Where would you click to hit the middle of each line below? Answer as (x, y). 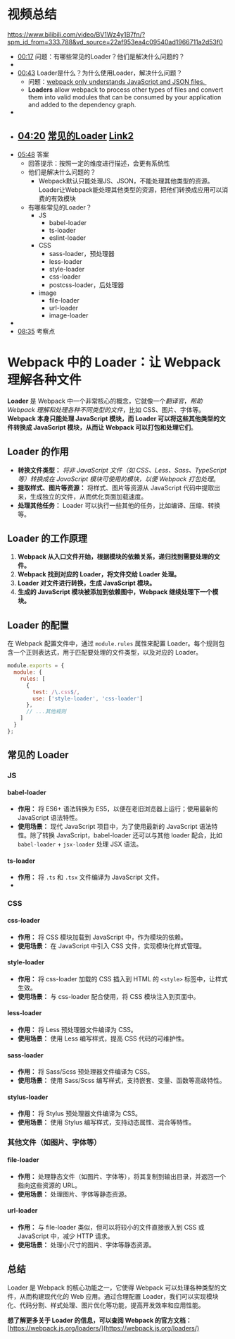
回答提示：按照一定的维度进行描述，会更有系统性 (99, 163)
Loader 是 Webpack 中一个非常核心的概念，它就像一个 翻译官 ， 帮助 (105, 401)
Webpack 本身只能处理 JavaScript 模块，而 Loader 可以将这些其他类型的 (114, 418)
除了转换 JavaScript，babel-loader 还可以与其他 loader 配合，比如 (126, 835)
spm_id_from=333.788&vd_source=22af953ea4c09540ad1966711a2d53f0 (115, 42)
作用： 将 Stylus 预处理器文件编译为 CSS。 (80, 1114)
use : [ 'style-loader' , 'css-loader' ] (88, 698)
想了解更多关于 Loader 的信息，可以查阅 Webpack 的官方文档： (100, 1320)
